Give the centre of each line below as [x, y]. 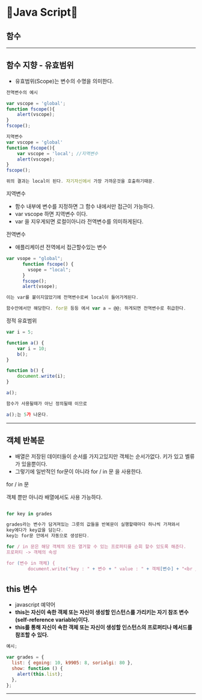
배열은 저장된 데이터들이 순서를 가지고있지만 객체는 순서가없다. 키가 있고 [99, 456]
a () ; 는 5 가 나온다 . [28, 415]
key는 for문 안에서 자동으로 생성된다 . [48, 536]
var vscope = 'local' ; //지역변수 [58, 153]
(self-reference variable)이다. [52, 620]
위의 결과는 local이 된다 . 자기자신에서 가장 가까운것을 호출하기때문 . [81, 181]
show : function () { [37, 668]
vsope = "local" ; [49, 270]
